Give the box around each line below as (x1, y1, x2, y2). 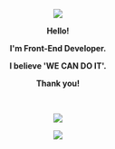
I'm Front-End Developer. (9, 43, 107, 53)
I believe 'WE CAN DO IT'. (9, 61, 107, 71)
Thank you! (35, 78, 81, 88)
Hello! (46, 25, 70, 36)
